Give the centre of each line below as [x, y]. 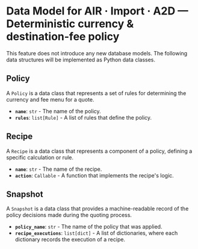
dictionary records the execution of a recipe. [70, 239]
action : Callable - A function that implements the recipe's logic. [94, 175]
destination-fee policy [63, 37]
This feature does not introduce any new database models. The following [97, 53]
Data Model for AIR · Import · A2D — [97, 11]
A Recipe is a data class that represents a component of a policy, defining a [99, 151]
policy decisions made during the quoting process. [69, 215]
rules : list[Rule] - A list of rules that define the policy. [83, 117]
